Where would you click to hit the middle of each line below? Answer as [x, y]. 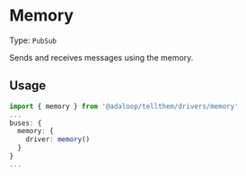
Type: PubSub [33, 40]
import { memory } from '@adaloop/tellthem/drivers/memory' [124, 106]
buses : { [26, 123]
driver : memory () [58, 139]
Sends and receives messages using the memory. [101, 57]
